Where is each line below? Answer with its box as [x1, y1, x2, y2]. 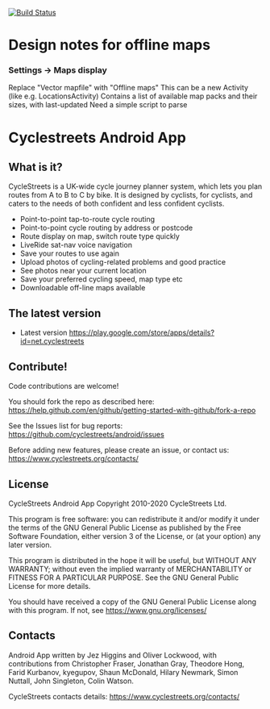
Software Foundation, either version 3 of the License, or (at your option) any [8, 531, 261, 540]
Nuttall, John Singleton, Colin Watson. [8, 676, 135, 686]
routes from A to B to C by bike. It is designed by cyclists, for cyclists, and [8, 190, 253, 200]
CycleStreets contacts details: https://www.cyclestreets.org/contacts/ [8, 691, 240, 701]
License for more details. [8, 581, 91, 590]
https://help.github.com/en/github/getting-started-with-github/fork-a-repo [8, 406, 256, 415]
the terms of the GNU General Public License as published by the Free [8, 523, 242, 532]
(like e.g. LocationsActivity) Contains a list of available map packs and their [8, 91, 258, 101]
